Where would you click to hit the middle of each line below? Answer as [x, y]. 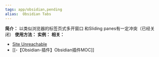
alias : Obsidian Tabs [28, 14]
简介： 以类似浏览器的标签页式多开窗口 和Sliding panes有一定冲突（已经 [78, 28]
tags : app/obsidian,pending [34, 9]
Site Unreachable [30, 44]
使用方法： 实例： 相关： [39, 34]
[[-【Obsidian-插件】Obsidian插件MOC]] [53, 50]
